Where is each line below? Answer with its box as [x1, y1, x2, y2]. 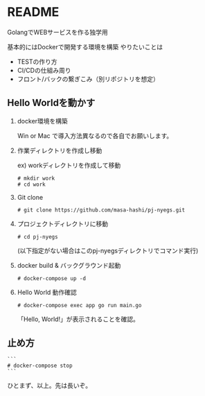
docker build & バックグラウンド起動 [17, 261, 121, 269]
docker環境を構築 [17, 117, 68, 125]
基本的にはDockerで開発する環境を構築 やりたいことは [7, 42, 163, 51]
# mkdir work [17, 175, 55, 182]
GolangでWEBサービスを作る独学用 [7, 28, 109, 36]
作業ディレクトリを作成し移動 [17, 146, 102, 155]
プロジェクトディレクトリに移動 [17, 219, 109, 227]
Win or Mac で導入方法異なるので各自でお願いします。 [17, 131, 173, 139]
